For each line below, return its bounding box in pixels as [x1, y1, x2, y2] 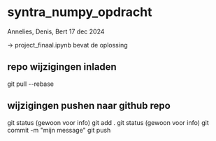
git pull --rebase [7, 80, 55, 88]
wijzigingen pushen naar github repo [7, 100, 171, 112]
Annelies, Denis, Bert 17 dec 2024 [7, 27, 105, 36]
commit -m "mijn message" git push [7, 126, 111, 134]
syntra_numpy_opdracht [7, 4, 152, 20]
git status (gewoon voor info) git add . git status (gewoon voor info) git [7, 118, 210, 126]
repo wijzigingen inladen [7, 61, 117, 73]
